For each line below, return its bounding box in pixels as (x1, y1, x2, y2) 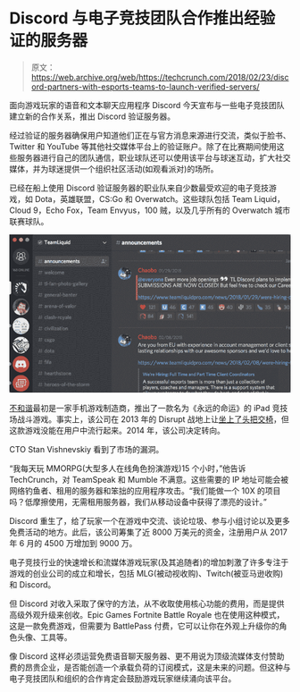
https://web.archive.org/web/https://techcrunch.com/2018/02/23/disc (30, 72, 289, 82)
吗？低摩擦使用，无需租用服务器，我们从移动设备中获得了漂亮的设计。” (9, 497, 268, 508)
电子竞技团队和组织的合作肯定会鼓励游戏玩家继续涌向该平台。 (9, 673, 237, 684)
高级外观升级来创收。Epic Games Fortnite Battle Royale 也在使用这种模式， (9, 610, 285, 620)
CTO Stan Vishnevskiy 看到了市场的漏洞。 (9, 444, 164, 455)
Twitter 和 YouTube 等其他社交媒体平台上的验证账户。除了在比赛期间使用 (9, 140, 277, 152)
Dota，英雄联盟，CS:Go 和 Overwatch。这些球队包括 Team (34, 193, 253, 204)
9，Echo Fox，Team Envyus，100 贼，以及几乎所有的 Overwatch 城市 (32, 205, 291, 215)
